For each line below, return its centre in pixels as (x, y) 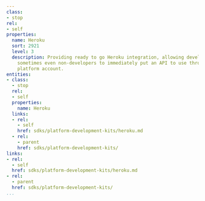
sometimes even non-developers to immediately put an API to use (102, 63)
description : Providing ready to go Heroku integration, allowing (98, 57)
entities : (19, 74)
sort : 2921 (26, 46)
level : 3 (23, 52)
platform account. (41, 69)
